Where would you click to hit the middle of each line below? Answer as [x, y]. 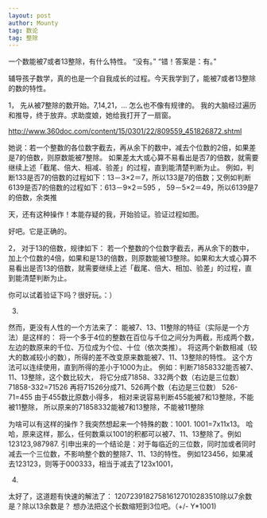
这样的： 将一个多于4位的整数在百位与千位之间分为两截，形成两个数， [143, 337]
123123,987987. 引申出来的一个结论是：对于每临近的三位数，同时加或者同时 [132, 444]
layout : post [30, 16]
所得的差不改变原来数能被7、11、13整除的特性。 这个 [160, 357]
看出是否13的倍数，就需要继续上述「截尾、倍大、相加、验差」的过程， [130, 269]
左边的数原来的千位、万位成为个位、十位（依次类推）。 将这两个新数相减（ [129, 347]
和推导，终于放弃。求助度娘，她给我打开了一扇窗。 [92, 116]
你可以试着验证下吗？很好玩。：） [62, 295]
